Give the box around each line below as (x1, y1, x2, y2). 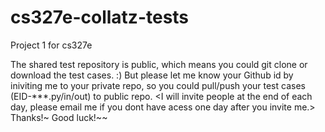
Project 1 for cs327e (10, 39, 93, 51)
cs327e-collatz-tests (10, 6, 190, 29)
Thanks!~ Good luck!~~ (10, 111, 108, 123)
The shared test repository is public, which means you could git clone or (10, 58, 308, 70)
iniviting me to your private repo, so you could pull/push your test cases (10, 79, 306, 91)
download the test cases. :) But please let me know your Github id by (10, 69, 294, 81)
